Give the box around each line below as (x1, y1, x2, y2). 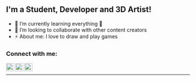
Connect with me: (6, 50, 58, 58)
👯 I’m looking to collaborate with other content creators (14, 26, 147, 33)
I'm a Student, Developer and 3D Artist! (6, 5, 152, 15)
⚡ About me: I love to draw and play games (14, 33, 118, 40)
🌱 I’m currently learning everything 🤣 (14, 20, 103, 27)
